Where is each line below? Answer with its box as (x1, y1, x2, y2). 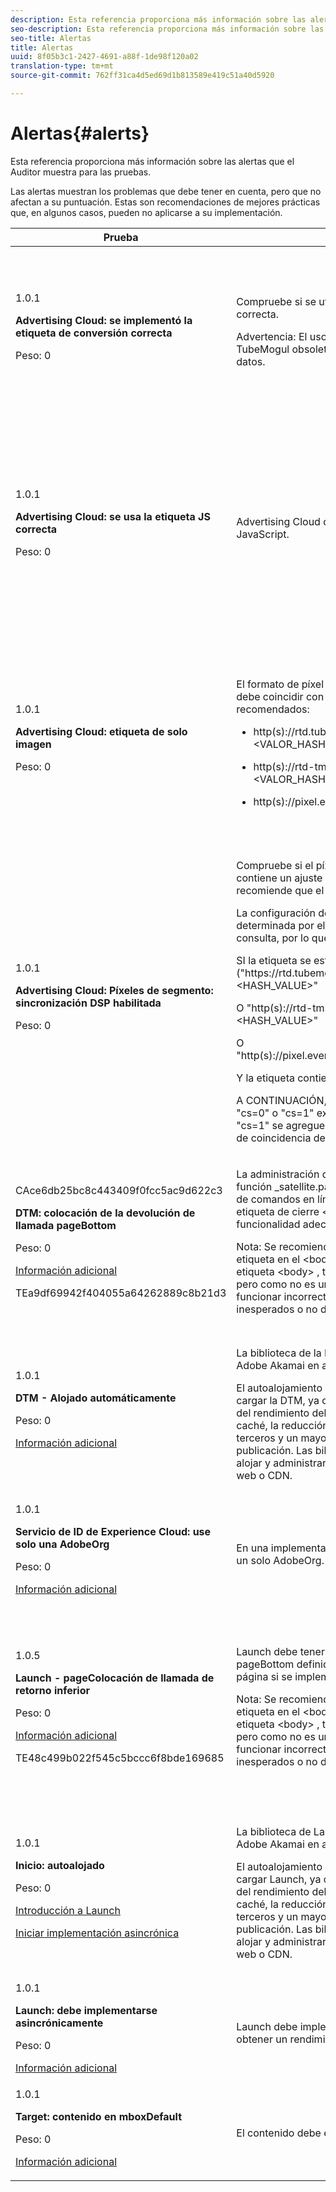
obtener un (236, 2032, 288, 2046)
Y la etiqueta (236, 1071, 295, 1085)
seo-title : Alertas (10, 33, 92, 43)
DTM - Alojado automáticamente (15, 1391, 177, 1405)
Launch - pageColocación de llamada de (15, 1671, 215, 1685)
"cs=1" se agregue (236, 1118, 326, 1132)
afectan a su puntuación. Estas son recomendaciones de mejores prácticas (10, 196, 321, 208)
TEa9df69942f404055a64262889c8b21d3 (15, 1286, 227, 1300)
